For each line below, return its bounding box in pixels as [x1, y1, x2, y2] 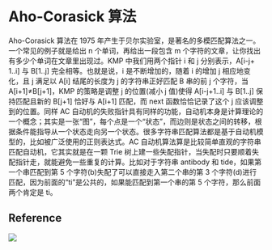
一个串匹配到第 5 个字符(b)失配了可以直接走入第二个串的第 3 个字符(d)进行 [8, 167, 257, 176]
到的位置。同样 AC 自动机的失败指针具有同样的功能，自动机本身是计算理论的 [8, 106, 264, 116]
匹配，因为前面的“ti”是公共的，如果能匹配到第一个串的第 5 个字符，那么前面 [8, 177, 261, 187]
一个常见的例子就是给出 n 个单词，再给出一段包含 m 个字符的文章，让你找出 [8, 45, 261, 55]
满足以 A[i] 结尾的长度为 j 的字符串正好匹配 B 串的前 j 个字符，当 [35, 76, 249, 86]
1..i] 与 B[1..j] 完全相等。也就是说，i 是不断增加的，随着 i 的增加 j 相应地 [8, 66, 244, 75]
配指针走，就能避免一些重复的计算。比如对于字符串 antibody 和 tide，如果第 [8, 157, 262, 167]
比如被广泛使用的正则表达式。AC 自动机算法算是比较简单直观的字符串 [29, 137, 261, 146]
